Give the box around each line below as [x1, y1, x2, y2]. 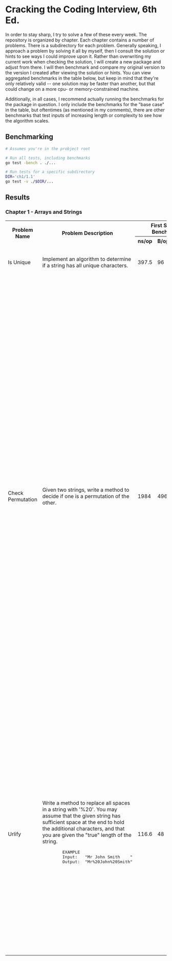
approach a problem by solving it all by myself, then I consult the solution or [5, 48, 165, 54]
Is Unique [8, 258, 31, 266]
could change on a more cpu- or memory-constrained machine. [5, 86, 140, 92]
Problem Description [61, 230, 114, 237]
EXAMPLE [62, 850, 80, 855]
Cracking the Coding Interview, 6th [5, 4, 157, 15]
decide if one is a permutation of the [42, 492, 130, 499]
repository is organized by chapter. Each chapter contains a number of [5, 37, 155, 43]
